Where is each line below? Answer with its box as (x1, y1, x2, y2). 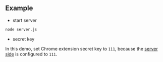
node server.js (5, 27, 37, 32)
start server (12, 17, 37, 23)
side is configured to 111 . (5, 51, 58, 57)
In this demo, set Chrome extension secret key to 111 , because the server (5, 45, 158, 51)
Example (5, 4, 33, 12)
